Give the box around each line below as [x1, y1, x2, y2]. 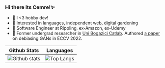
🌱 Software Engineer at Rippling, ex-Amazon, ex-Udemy [12, 25, 126, 31]
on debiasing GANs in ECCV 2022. [12, 35, 82, 41]
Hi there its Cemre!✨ [5, 4, 55, 11]
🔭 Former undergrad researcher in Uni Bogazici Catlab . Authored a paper [12, 31, 160, 36]
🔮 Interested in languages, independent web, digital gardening [12, 20, 138, 26]
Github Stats [9, 47, 39, 54]
